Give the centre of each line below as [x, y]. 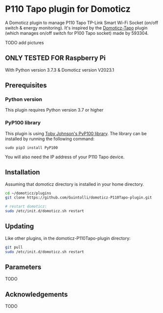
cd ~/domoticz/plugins [28, 193]
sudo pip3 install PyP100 [31, 148]
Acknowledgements [36, 294]
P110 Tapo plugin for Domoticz [68, 9]
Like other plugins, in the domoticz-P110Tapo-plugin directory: [68, 238]
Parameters [23, 267]
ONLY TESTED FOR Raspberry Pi [56, 58]
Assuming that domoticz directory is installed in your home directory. [75, 184]
